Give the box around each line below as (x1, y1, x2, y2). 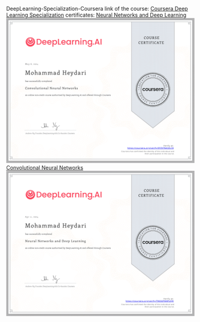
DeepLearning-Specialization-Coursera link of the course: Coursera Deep (6, 5, 189, 12)
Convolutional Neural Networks (6, 164, 84, 171)
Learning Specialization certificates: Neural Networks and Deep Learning (6, 11, 187, 19)
